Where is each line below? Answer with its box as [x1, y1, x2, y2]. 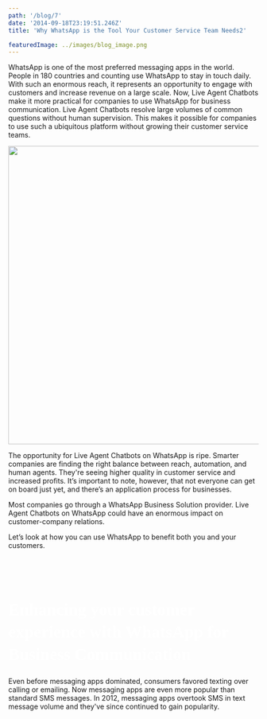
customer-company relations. [8, 517, 105, 527]
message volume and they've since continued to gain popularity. [8, 702, 220, 711]
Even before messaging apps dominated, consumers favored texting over [8, 676, 249, 686]
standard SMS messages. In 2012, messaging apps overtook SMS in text [8, 693, 246, 702]
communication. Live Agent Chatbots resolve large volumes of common [8, 105, 242, 115]
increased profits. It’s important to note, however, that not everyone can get [8, 476, 256, 486]
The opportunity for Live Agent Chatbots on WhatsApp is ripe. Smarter [8, 451, 240, 461]
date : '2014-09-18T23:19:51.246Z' [8, 19, 123, 27]
